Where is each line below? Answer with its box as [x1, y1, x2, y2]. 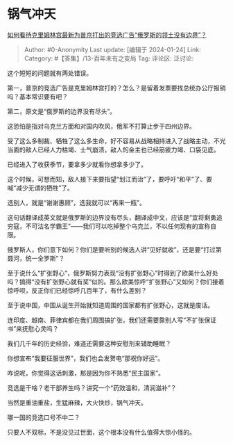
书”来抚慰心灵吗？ [7, 324, 59, 332]
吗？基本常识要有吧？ [7, 92, 68, 101]
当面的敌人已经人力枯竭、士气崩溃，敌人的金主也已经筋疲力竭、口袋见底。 [7, 145, 220, 154]
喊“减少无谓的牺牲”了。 [7, 184, 74, 192]
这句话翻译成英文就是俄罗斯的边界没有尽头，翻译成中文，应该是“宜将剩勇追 [7, 213, 223, 221]
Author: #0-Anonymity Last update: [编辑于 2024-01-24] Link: [24, 45, 201, 54]
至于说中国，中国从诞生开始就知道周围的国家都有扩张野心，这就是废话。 [7, 300, 214, 309]
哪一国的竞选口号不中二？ [7, 413, 80, 421]
